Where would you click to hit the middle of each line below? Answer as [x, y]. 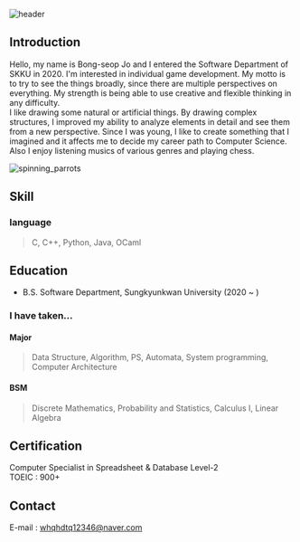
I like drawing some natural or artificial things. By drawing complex [133, 112]
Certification [46, 447]
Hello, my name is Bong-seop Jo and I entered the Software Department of [149, 64]
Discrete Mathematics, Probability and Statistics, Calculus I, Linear [155, 408]
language [31, 223]
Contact [33, 505]
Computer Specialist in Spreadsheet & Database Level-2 [114, 468]
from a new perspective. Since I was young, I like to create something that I [149, 131]
